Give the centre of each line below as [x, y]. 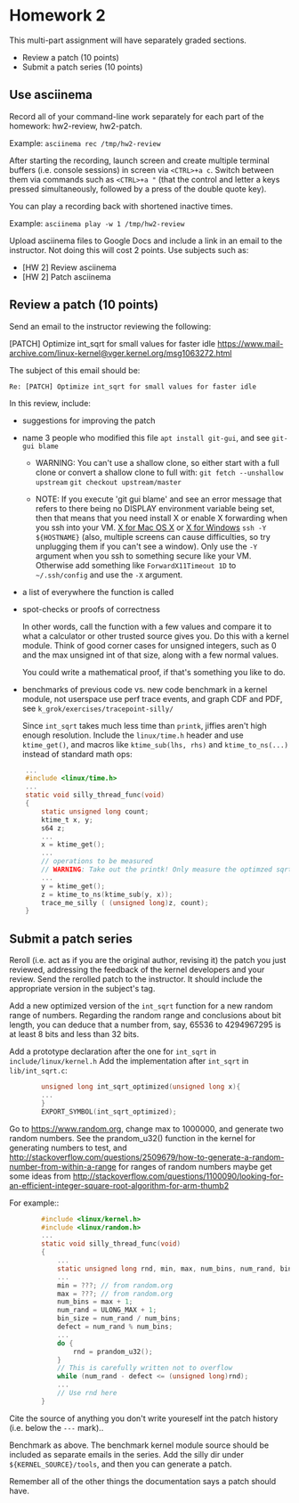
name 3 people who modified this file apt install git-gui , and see [145, 437]
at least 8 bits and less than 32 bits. [74, 1034]
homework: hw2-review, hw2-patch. [76, 126]
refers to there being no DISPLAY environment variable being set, [155, 508]
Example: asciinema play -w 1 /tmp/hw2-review [97, 223]
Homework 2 [57, 16]
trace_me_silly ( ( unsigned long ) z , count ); [125, 903]
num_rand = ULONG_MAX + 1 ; [107, 1311]
